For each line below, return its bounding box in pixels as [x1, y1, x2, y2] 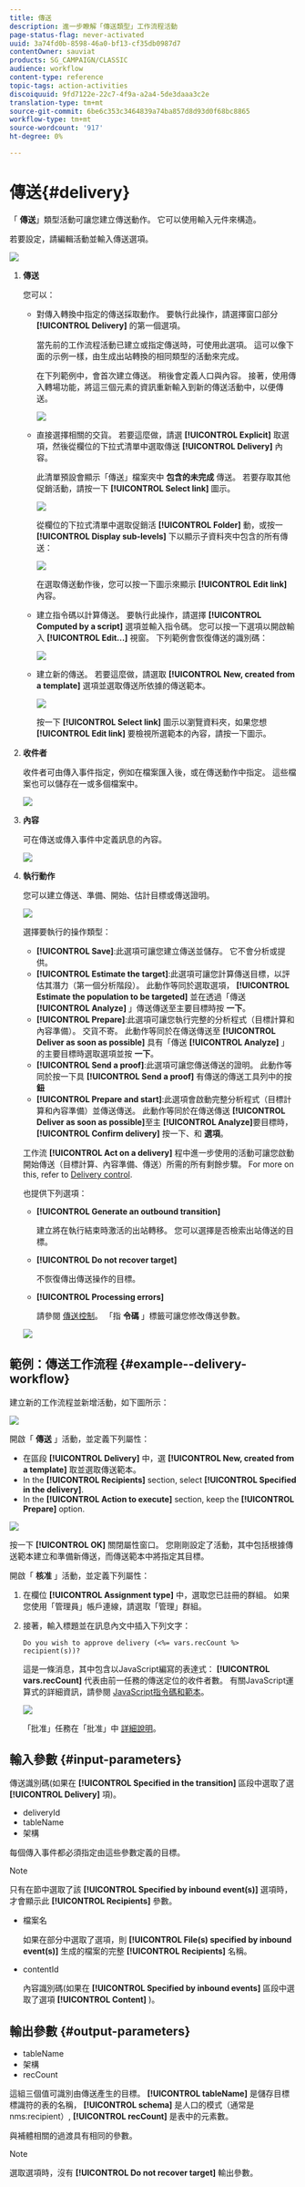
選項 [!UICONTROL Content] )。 [38, 1994, 160, 2006]
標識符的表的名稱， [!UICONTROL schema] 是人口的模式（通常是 [9, 2099, 255, 2110]
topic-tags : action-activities [9, 81, 128, 90]
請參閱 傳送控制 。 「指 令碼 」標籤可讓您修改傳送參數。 [36, 1310, 246, 1321]
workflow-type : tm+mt [9, 115, 92, 124]
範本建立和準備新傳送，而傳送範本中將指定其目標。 [16, 1551, 209, 1562]
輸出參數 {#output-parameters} [9, 2023, 191, 2038]
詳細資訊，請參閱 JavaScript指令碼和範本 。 [46, 1686, 209, 1697]
